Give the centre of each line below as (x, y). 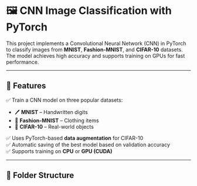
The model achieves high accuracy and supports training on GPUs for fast (96, 56)
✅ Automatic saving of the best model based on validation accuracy (88, 144)
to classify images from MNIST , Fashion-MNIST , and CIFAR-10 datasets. (94, 49)
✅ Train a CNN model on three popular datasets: (64, 100)
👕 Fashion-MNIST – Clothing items (57, 120)
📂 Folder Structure (40, 175)
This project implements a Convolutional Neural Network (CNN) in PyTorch (96, 43)
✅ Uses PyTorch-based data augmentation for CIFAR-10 (75, 138)
